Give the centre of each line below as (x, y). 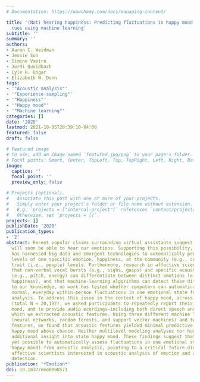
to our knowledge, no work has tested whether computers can (89, 287)
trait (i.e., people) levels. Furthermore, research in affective (96, 265)
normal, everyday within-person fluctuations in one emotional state (99, 292)
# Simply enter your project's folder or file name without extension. (100, 204)
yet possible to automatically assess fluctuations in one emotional (99, 342)
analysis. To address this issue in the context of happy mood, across (102, 298)
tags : (13, 83)
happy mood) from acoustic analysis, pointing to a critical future (98, 348)
